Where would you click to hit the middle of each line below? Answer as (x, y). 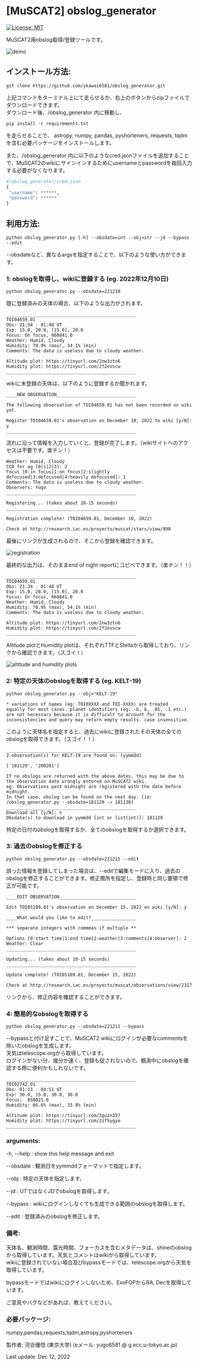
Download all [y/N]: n (34, 812)
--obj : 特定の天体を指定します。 (45, 1179)
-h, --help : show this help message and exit (60, 1154)
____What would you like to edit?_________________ (71, 918)
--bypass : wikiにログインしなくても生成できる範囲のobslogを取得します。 (97, 1204)
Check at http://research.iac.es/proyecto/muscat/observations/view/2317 (99, 985)
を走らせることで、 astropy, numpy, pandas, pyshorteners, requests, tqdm (97, 135)
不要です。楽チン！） (47, 450)
